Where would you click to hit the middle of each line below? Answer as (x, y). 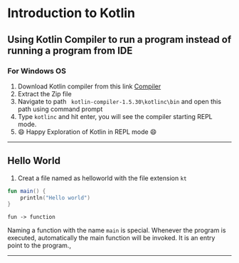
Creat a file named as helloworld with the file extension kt (102, 178)
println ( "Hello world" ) (55, 197)
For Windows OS (37, 71)
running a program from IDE (70, 50)
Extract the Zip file (45, 93)
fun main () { (27, 191)
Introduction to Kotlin (71, 13)
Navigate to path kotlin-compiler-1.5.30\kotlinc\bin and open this (119, 101)
